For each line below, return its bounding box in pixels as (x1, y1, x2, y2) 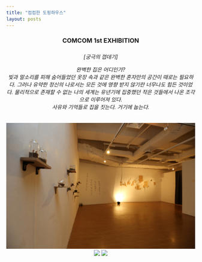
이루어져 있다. (90, 96, 123, 103)
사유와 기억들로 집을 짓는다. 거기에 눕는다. (52, 104, 150, 111)
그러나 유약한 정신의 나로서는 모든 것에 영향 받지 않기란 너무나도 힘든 (17, 81, 177, 88)
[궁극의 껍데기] (83, 53, 118, 61)
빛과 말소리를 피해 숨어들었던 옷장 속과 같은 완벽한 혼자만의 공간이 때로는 (8, 74, 178, 81)
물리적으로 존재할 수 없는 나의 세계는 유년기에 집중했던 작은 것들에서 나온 (14, 89, 184, 96)
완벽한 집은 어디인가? (76, 66, 126, 73)
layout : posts (6, 16, 42, 22)
